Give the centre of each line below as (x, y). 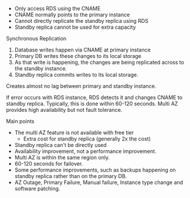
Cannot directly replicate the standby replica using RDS (81, 21)
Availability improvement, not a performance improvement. (85, 151)
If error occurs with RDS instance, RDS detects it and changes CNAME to (94, 97)
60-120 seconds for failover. (49, 164)
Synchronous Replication (36, 38)
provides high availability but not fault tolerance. (64, 110)
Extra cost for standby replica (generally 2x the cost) (87, 139)
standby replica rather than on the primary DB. (71, 176)
